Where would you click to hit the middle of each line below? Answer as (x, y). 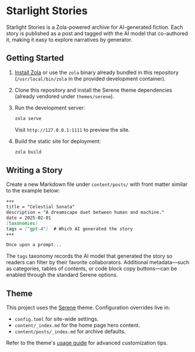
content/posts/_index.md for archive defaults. (70, 331)
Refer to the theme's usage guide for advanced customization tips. (87, 343)
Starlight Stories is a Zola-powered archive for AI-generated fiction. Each (95, 27)
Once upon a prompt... (34, 245)
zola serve (28, 118)
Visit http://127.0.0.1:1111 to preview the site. (72, 129)
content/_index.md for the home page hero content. (77, 326)
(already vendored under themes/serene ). (65, 96)
